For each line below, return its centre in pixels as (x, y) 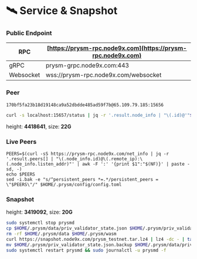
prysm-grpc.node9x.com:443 (88, 66)
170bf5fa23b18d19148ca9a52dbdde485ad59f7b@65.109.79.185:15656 (85, 105)
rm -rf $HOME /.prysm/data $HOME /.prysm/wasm (61, 234)
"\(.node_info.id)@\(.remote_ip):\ (99, 159)
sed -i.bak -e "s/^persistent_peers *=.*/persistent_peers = (82, 179)
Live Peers (21, 142)
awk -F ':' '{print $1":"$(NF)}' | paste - (136, 164)
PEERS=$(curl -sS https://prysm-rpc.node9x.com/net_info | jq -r (87, 154)
